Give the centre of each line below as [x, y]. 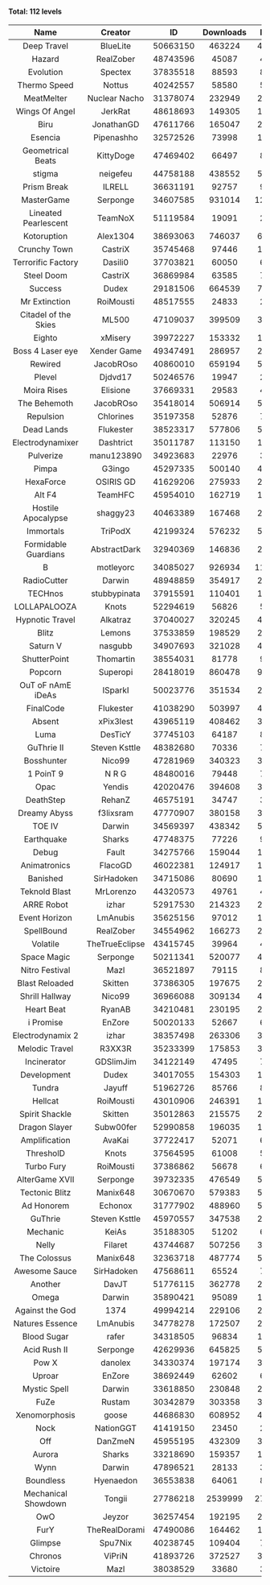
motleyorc [116, 568]
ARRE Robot [45, 904]
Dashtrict [116, 443]
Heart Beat [45, 1009]
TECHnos [46, 594]
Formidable [45, 544]
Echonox [116, 1206]
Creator [116, 32]
